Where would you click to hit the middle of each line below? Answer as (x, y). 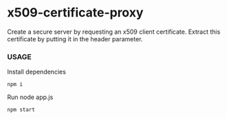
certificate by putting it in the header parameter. (75, 39)
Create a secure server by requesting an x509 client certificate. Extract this (114, 32)
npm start (21, 110)
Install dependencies (37, 72)
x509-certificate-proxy (75, 13)
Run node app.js (30, 97)
